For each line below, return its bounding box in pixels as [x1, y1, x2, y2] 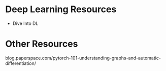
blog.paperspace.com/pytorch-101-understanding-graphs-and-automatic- [5, 55, 161, 61]
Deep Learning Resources [5, 4, 117, 15]
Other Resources [5, 38, 78, 50]
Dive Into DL [12, 20, 39, 26]
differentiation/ [5, 60, 37, 66]
